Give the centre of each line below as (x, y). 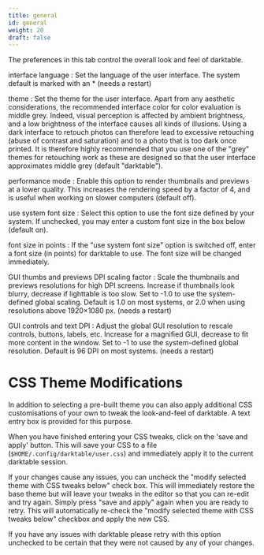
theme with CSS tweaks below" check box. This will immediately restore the (131, 486)
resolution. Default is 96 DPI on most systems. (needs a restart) (111, 351)
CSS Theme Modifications (96, 383)
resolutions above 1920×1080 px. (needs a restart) (90, 311)
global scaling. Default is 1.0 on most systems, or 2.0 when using (140, 302)
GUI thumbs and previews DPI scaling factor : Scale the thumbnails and (124, 277)
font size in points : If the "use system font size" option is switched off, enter (132, 245)
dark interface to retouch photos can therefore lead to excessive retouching (131, 132)
